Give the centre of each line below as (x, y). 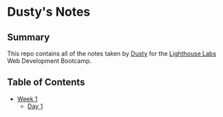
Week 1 (27, 99)
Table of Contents (46, 82)
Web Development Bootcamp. (49, 61)
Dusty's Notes (49, 12)
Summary (28, 37)
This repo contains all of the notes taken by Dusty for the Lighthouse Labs (112, 53)
